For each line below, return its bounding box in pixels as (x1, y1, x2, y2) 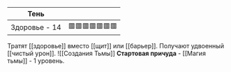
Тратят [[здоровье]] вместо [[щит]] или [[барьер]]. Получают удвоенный (7, 42, 225, 50)
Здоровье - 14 (10, 22, 61, 32)
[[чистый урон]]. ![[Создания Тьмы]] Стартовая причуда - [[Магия (7, 49, 206, 57)
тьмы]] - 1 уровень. (7, 57, 65, 65)
